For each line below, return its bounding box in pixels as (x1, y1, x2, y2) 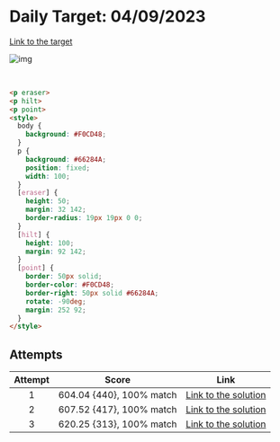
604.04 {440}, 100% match (58, 389, 177, 402)
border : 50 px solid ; (25, 272, 103, 281)
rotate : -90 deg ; (25, 296, 87, 306)
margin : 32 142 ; (25, 205, 87, 215)
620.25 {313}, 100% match (58, 418, 177, 430)
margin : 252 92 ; (25, 305, 87, 314)
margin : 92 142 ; (25, 247, 87, 256)
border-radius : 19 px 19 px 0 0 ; (25, 214, 143, 223)
